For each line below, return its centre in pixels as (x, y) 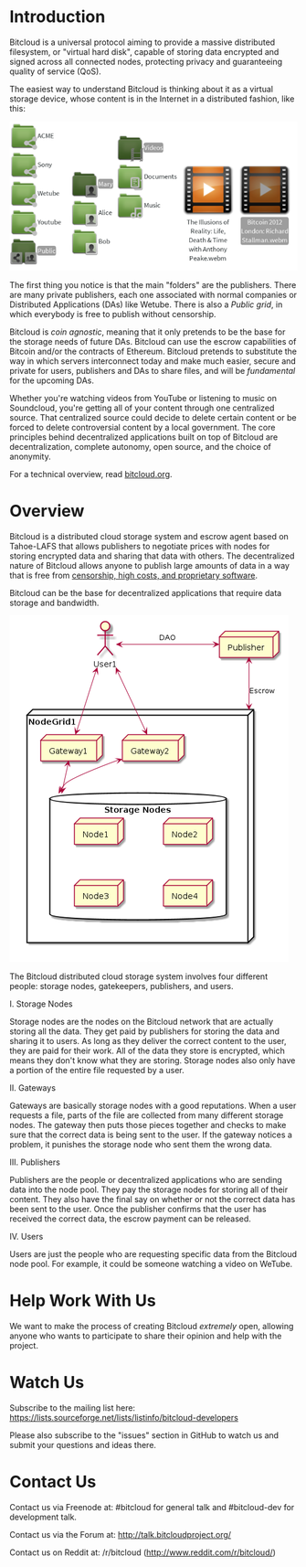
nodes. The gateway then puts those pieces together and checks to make (148, 1125)
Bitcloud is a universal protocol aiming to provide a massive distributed (142, 42)
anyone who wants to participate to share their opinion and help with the (146, 1336)
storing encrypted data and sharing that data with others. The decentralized (152, 556)
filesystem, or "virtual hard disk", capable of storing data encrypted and (144, 51)
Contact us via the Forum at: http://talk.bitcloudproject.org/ (120, 1535)
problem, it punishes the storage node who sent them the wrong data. (141, 1145)
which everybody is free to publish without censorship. (113, 314)
